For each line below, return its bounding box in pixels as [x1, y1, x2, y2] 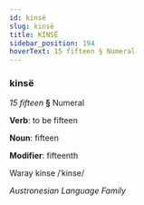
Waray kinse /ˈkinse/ [9, 168, 84, 179]
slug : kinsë [9, 22, 54, 31]
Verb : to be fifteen [9, 115, 79, 126]
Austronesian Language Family [9, 185, 127, 196]
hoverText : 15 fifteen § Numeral [9, 47, 136, 56]
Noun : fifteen [9, 132, 59, 143]
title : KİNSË [9, 30, 59, 39]
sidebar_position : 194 [9, 38, 95, 48]
